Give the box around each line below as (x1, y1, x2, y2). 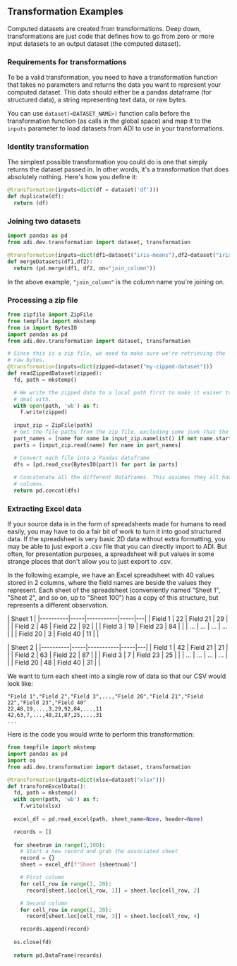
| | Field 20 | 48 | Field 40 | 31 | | (7, 658, 101, 667)
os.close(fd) (13, 938, 52, 946)
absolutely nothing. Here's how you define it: (7, 173, 138, 181)
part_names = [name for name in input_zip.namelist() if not (13, 435, 197, 442)
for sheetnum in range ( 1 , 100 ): (13, 841, 106, 849)
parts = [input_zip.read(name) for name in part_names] (13, 441, 181, 449)
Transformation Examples (7, 6, 123, 18)
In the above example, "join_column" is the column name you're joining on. (7, 277, 225, 286)
